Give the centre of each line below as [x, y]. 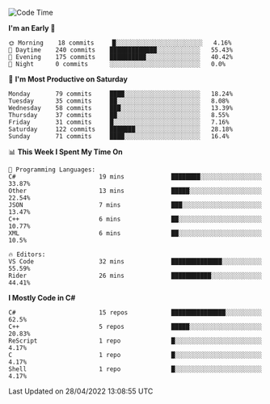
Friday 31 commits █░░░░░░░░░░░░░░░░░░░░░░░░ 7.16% [119, 122]
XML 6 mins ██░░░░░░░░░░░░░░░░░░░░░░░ [135, 234]
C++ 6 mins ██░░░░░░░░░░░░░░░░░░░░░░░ [135, 219]
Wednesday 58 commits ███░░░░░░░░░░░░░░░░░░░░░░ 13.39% [120, 108]
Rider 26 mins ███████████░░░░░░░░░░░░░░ [135, 276]
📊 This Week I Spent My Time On [65, 152]
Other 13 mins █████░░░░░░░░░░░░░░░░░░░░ [135, 191]
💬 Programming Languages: [52, 170]
